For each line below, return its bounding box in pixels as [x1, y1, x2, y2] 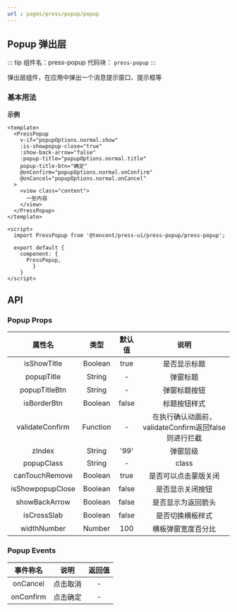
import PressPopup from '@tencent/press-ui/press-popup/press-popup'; [13, 232, 226, 239]
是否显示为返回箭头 [152, 498, 217, 508]
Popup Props [7, 316, 53, 325]
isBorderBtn [23, 398, 63, 408]
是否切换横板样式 [156, 511, 213, 521]
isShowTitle [23, 359, 63, 368]
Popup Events [7, 546, 56, 556]
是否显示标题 [163, 359, 206, 369]
